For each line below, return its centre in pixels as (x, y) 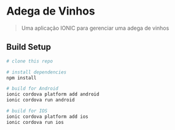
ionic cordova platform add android (53, 94)
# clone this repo (30, 61)
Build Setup (29, 47)
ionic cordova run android (41, 100)
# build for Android (33, 89)
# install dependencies (37, 72)
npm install (21, 78)
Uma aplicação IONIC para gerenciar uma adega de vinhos (95, 28)
